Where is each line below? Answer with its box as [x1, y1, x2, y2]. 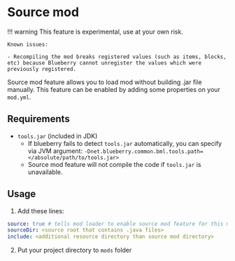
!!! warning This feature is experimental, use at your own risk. [7, 27, 183, 36]
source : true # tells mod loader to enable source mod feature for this [7, 220, 224, 227]
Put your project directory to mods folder [17, 246, 132, 255]
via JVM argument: [27, 147, 83, 155]
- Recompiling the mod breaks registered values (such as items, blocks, [7, 53, 227, 60]
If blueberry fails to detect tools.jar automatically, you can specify [27, 139, 222, 147]
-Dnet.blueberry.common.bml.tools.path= [83, 148, 204, 155]
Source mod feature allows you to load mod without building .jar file [7, 78, 202, 86]
